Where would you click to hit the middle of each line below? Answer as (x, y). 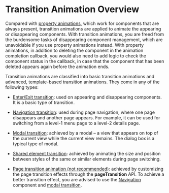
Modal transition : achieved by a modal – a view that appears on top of (85, 133)
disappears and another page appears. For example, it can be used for (86, 117)
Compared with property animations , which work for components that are (82, 23)
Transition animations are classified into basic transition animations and (80, 76)
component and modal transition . (47, 185)
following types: (22, 87)
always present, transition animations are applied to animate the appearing (83, 28)
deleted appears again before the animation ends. (57, 67)
